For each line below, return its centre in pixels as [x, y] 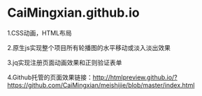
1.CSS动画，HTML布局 [39, 33]
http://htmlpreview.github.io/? [135, 77]
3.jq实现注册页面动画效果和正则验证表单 [65, 62]
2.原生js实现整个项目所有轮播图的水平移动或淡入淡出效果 [89, 47]
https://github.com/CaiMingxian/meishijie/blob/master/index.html [101, 85]
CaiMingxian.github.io [73, 13]
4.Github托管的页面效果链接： [50, 77]
